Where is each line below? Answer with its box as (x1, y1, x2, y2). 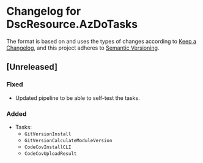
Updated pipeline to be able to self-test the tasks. (15, 94, 140, 102)
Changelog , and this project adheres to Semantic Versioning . (6, 44, 160, 51)
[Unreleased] (6, 62, 58, 72)
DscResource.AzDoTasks (6, 17, 138, 31)
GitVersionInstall (24, 131, 72, 137)
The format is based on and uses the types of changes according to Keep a (6, 37, 197, 45)
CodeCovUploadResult (24, 150, 77, 157)
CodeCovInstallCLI (24, 144, 72, 150)
